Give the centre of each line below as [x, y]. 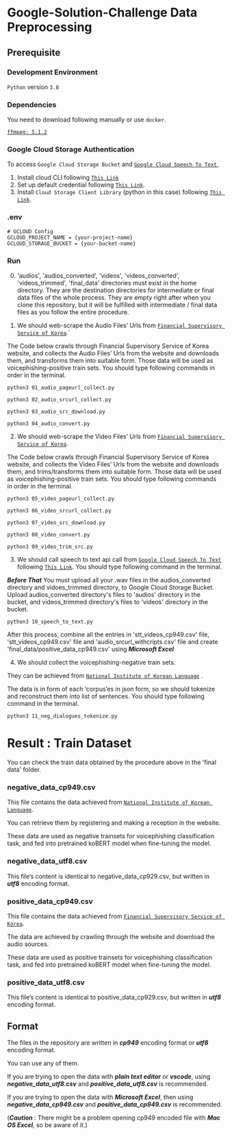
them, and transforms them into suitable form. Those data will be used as [110, 361]
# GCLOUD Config [30, 231]
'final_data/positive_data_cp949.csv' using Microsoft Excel [91, 649]
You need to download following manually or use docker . [87, 120]
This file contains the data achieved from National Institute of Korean [108, 802]
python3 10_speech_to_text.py [50, 622]
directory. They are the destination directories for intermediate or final [115, 290]
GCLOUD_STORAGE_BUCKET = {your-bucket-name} [72, 244]
